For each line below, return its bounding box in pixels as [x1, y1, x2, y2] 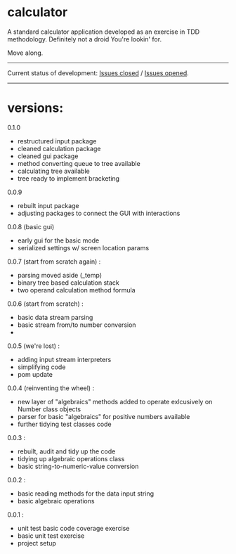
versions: [7, 100, 64, 116]
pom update [17, 370, 53, 378]
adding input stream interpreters [17, 355, 112, 363]
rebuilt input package [17, 201, 79, 210]
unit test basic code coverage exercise [17, 524, 130, 532]
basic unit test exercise [17, 532, 85, 540]
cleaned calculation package [17, 144, 101, 153]
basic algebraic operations [17, 496, 95, 505]
